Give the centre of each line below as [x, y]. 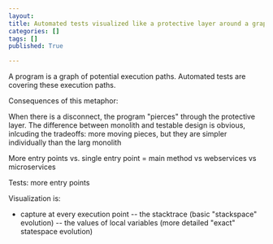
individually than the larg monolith [65, 142]
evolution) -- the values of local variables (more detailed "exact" [128, 223]
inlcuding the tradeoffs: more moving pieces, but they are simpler [118, 134]
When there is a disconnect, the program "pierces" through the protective [132, 117]
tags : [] [23, 39]
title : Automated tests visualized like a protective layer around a [129, 24]
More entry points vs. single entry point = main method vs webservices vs [132, 159]
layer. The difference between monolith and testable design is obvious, [127, 125]
